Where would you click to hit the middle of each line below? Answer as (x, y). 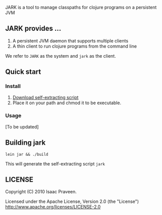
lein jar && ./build (27, 154)
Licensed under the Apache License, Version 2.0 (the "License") (72, 201)
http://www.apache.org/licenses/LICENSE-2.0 (53, 207)
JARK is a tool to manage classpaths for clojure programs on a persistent (81, 7)
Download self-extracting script (45, 97)
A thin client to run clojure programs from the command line (75, 46)
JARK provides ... (33, 29)
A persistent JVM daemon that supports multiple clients (70, 40)
